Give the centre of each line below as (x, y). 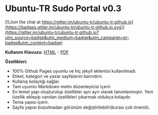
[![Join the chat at (23, 22)
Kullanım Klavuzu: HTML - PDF (37, 52)
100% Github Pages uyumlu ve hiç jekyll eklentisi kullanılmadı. (74, 71)
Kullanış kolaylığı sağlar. (36, 81)
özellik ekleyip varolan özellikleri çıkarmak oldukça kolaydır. (72, 97)
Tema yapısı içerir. (30, 102)
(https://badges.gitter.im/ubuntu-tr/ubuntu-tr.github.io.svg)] (65, 27)
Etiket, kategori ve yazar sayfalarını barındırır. (58, 76)
